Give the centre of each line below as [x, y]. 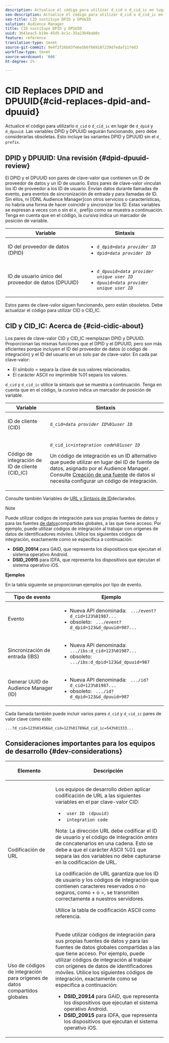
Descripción [108, 771]
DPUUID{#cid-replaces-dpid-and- [78, 101]
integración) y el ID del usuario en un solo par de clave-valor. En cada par [81, 354]
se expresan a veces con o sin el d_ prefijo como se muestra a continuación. [84, 210]
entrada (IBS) [23, 656]
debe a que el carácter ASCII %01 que [101, 850]
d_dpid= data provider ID [126, 247]
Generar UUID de [28, 682]
